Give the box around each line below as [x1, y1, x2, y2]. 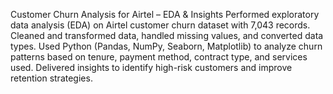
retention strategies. [10, 72, 93, 84]
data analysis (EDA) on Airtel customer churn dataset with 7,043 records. [10, 19, 311, 31]
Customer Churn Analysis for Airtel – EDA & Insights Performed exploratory [10, 9, 320, 20]
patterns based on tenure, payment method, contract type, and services [10, 51, 308, 63]
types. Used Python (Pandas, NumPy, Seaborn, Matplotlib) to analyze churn [10, 40, 323, 52]
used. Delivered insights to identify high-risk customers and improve [10, 62, 293, 73]
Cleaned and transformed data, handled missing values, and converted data [10, 30, 324, 41]
